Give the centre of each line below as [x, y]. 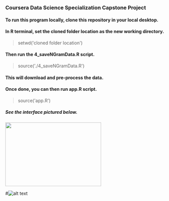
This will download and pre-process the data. [54, 78]
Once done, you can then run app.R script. [51, 89]
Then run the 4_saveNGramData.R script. [50, 55]
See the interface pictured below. [41, 112]
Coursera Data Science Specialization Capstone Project [76, 8]
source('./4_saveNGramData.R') [51, 66]
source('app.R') [34, 100]
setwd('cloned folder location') [50, 43]
